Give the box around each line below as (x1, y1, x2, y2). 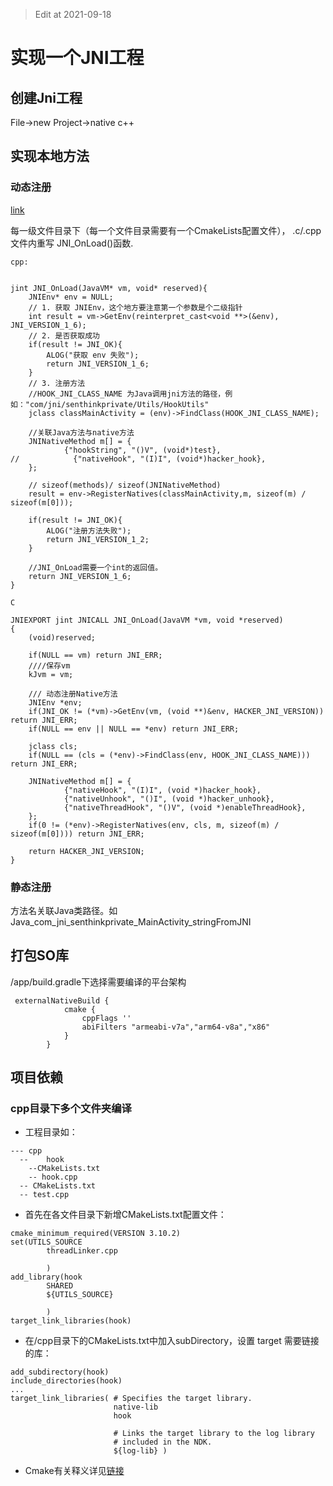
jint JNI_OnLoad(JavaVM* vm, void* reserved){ (10, 283, 208, 293)
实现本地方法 (10, 148, 90, 165)
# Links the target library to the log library (113, 1429, 315, 1439)
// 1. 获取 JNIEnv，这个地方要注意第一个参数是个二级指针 (28, 302, 243, 313)
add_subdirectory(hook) (10, 1367, 110, 1378)
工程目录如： (24, 1126, 78, 1138)
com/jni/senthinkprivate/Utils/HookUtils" (29, 399, 210, 409)
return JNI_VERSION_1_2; (46, 534, 150, 544)
